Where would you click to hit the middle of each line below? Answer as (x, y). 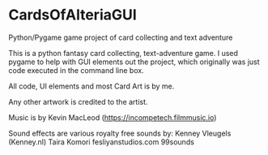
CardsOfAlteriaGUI (73, 15)
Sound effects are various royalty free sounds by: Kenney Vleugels (120, 133)
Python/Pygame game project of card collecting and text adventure (121, 37)
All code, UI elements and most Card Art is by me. (91, 86)
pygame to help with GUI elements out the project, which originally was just (134, 62)
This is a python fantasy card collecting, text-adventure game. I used (123, 53)
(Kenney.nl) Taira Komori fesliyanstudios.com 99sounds (101, 142)
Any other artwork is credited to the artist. (78, 101)
